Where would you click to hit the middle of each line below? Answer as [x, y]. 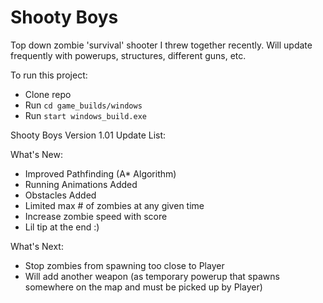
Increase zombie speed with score [96, 216]
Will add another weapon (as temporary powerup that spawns [152, 276]
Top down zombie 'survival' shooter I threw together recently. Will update [161, 45]
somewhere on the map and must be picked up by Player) [143, 287]
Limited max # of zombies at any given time [114, 205]
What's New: [36, 154]
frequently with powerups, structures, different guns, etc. [128, 55]
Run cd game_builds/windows [83, 105]
